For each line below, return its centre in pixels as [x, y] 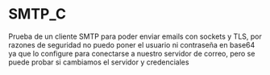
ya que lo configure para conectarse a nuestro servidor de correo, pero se [132, 53]
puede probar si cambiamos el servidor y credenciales [99, 62]
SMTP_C [37, 14]
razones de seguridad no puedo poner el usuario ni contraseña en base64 [132, 44]
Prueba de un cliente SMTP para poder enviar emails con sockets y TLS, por [135, 36]
